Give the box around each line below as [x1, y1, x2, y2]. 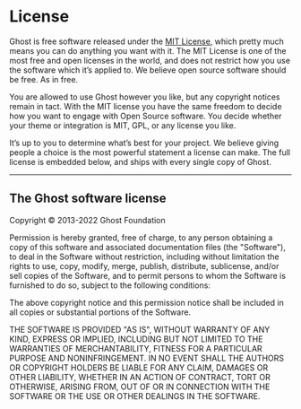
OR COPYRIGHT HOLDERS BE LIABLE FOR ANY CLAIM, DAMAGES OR [9, 361, 269, 373]
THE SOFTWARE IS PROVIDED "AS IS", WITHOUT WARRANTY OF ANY [9, 324, 271, 335]
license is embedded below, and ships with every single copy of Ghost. [9, 156, 271, 167]
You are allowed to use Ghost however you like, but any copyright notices [9, 91, 280, 102]
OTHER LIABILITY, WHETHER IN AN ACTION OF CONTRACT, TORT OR [9, 371, 271, 382]
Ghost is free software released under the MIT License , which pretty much [9, 36, 285, 47]
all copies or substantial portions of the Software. [9, 307, 191, 318]
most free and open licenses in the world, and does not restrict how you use [9, 55, 291, 65]
